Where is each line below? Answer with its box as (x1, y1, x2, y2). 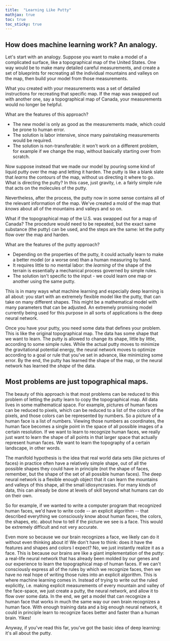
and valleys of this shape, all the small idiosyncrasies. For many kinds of (5, 482, 156, 488)
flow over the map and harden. (5, 232, 70, 238)
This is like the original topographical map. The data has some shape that (5, 331, 158, 337)
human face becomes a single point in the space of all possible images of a (5, 423, 163, 429)
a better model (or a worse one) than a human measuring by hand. (12, 257, 152, 263)
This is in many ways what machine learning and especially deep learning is (5, 288, 164, 295)
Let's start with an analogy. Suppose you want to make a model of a (5, 54, 147, 60)
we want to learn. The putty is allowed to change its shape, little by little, (5, 336, 156, 342)
